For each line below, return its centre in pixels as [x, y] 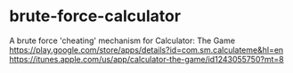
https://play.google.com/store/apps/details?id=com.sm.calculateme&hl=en [146, 49]
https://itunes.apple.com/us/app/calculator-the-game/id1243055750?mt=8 [146, 59]
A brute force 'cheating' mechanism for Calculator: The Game [122, 40]
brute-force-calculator [95, 16]
